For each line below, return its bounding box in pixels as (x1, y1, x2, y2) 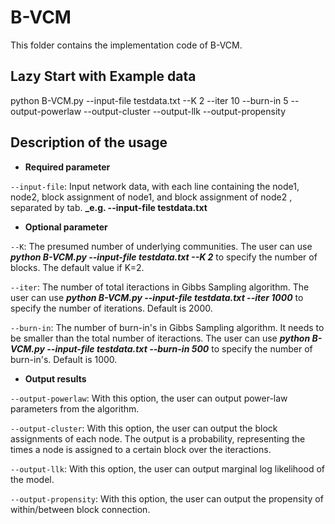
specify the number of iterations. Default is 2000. (10, 302, 213, 314)
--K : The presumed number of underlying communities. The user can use (10, 240, 313, 252)
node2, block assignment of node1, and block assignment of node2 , (10, 191, 293, 203)
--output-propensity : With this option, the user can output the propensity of (10, 492, 324, 505)
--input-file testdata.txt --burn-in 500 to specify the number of (46, 342, 313, 355)
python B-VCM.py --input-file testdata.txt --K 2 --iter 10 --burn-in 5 (10, 94, 289, 106)
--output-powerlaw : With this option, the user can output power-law (10, 392, 288, 404)
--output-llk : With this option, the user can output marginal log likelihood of (10, 462, 325, 475)
